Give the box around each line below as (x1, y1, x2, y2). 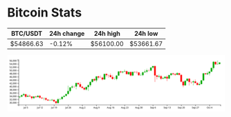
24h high (93, 30, 121, 38)
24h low (133, 30, 158, 38)
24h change (49, 30, 85, 38)
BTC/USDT (11, 30, 43, 38)
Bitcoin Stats (7, 5, 82, 21)
